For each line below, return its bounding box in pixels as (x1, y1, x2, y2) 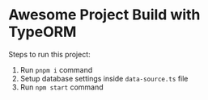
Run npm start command (19, 82, 104, 92)
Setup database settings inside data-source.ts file (19, 73, 189, 83)
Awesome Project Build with (8, 6, 201, 24)
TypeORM (8, 23, 77, 41)
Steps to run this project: (8, 49, 91, 59)
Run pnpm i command (19, 65, 93, 74)
